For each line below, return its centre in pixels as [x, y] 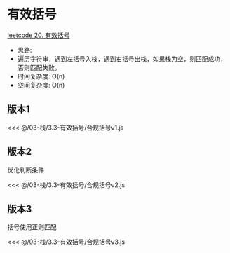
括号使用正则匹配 [32, 227]
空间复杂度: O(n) [41, 85]
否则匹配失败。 [39, 67]
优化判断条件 [26, 170]
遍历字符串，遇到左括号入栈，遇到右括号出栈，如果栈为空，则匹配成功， [122, 59]
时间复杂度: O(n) [41, 76]
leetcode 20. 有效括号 [39, 35]
